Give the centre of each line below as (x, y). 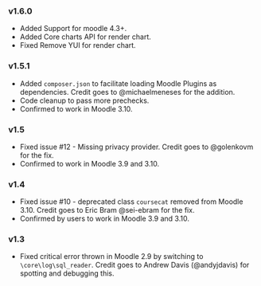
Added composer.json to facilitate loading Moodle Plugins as (118, 83)
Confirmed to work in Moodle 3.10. (76, 108)
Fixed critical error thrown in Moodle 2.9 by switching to (111, 257)
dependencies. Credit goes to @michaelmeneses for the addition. (127, 92)
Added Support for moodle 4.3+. (73, 29)
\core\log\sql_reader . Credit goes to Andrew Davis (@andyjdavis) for (134, 265)
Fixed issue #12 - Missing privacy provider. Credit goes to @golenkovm (136, 147)
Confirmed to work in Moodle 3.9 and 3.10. (90, 163)
